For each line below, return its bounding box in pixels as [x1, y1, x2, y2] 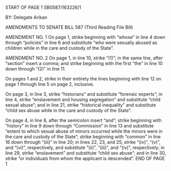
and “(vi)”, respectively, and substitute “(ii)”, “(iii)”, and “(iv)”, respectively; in [5, 144, 165, 151]
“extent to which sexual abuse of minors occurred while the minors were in [5, 128, 163, 134]
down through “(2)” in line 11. [5, 66, 66, 72]
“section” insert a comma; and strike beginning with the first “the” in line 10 [5, 60, 163, 66]
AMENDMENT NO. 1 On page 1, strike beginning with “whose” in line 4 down [5, 34, 166, 40]
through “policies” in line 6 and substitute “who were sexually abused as [5, 39, 157, 46]
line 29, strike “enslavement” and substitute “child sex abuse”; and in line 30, [5, 150, 166, 156]
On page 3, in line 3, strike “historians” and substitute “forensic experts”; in [5, 91, 163, 97]
